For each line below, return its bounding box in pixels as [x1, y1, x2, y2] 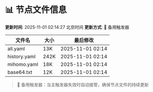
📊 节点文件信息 [5, 4, 67, 15]
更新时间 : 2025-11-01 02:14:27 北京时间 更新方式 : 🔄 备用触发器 [5, 24, 130, 30]
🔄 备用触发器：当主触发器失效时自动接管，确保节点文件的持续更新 [17, 81, 149, 87]
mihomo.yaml [7, 61, 38, 67]
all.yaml [7, 45, 25, 52]
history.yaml [7, 53, 35, 60]
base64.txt [7, 68, 33, 75]
